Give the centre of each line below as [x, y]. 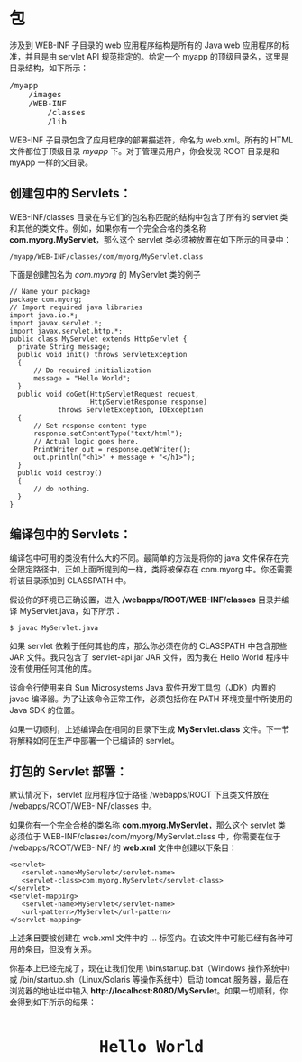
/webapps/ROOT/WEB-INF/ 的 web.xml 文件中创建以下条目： [123, 847]
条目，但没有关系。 [60, 949]
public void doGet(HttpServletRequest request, [109, 394]
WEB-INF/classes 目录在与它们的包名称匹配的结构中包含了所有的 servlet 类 [149, 216]
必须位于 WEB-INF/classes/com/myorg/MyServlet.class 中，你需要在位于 [145, 837]
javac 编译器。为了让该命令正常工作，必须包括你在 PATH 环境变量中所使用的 [151, 699]
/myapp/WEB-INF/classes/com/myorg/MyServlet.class [106, 256]
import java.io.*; [44, 315]
